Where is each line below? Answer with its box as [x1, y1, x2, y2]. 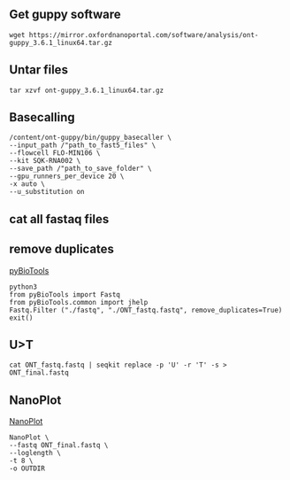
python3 [9, 283, 38, 291]
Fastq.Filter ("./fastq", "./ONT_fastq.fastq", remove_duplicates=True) [9, 306, 283, 314]
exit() [9, 314, 34, 322]
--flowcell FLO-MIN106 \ [9, 149, 101, 158]
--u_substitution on [9, 188, 86, 197]
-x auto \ [9, 180, 46, 189]
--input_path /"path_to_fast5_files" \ [9, 141, 156, 150]
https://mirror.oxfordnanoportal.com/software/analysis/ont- [28, 30, 259, 39]
